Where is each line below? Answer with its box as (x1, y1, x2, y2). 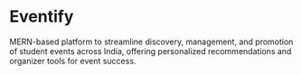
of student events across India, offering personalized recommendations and (9, 45, 292, 56)
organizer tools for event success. (9, 55, 137, 66)
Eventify (9, 6, 74, 27)
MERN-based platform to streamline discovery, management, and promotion (9, 36, 294, 47)
